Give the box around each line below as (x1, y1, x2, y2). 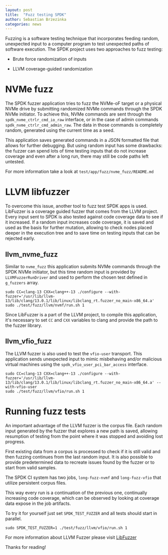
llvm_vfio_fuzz (5, 337, 52, 346)
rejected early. (5, 235, 35, 241)
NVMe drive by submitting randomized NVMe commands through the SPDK (5, 106, 162, 112)
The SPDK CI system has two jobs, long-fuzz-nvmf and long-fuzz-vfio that (5, 474, 161, 480)
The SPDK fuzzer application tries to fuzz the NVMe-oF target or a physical (5, 100, 162, 106)
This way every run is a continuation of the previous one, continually (5, 490, 147, 496)
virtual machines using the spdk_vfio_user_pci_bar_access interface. (5, 361, 148, 367)
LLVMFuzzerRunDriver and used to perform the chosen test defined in (5, 274, 148, 280)
